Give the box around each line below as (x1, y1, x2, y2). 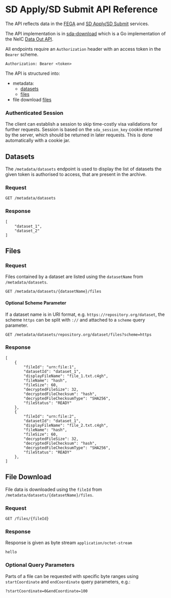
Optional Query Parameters (5, 562, 75, 569)
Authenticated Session (5, 109, 64, 116)
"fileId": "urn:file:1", (23, 364, 77, 370)
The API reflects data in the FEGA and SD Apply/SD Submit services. (5, 21, 150, 27)
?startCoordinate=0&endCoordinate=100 (5, 588, 88, 593)
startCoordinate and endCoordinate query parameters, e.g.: (5, 579, 131, 585)
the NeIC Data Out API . (5, 36, 54, 42)
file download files (12, 96, 52, 103)
